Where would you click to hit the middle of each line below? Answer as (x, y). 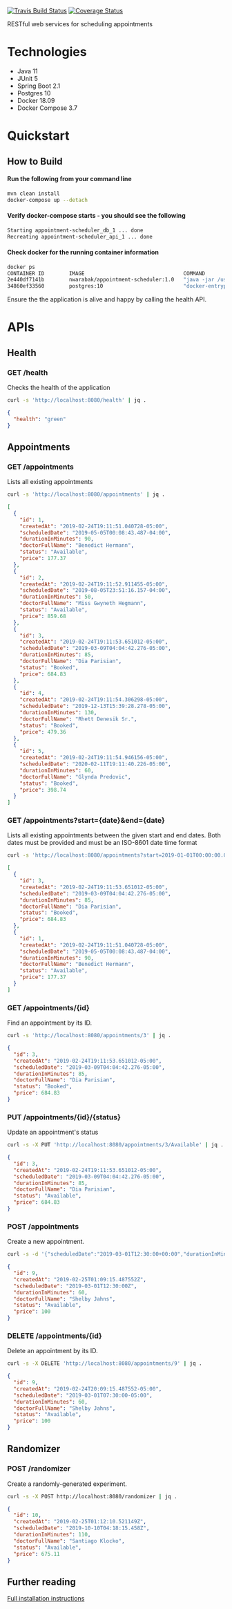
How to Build (35, 161)
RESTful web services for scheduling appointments (80, 24)
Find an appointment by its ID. (49, 1023)
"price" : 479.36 (43, 732)
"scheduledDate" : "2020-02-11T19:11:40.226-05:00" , (95, 764)
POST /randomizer (39, 1469)
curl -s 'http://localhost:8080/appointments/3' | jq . (89, 1036)
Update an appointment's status (53, 1132)
